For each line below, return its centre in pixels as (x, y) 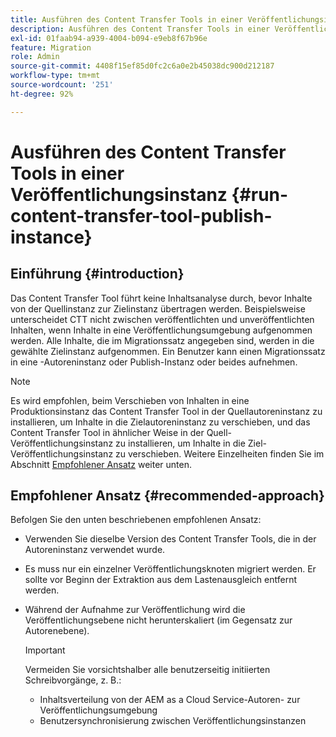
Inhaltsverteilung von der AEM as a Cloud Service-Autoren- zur (170, 700)
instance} (51, 237)
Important (45, 650)
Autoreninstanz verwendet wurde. (95, 550)
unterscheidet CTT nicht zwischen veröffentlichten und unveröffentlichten (162, 319)
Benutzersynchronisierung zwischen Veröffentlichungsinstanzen (173, 721)
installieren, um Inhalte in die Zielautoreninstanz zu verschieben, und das (160, 422)
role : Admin (35, 57)
